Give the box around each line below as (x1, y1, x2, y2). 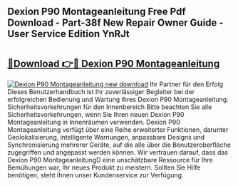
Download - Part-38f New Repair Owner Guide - (7, 17, 224, 29)
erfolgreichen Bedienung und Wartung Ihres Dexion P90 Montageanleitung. (7, 95, 229, 103)
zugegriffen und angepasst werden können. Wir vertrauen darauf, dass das (7, 148, 228, 156)
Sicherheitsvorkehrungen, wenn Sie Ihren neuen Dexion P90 (7, 110, 185, 118)
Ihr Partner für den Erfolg (149, 80, 224, 88)
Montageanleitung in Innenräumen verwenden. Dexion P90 (7, 118, 180, 126)
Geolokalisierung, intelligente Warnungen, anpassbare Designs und (7, 133, 205, 141)
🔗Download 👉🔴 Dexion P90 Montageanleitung (7, 57, 220, 70)
